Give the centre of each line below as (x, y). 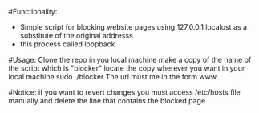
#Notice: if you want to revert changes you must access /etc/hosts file (124, 92)
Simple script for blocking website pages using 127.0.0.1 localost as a (133, 27)
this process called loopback (67, 44)
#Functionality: (33, 12)
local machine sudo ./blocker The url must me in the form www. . (114, 77)
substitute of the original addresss (77, 36)
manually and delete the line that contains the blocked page (107, 101)
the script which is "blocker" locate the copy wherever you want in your (127, 68)
